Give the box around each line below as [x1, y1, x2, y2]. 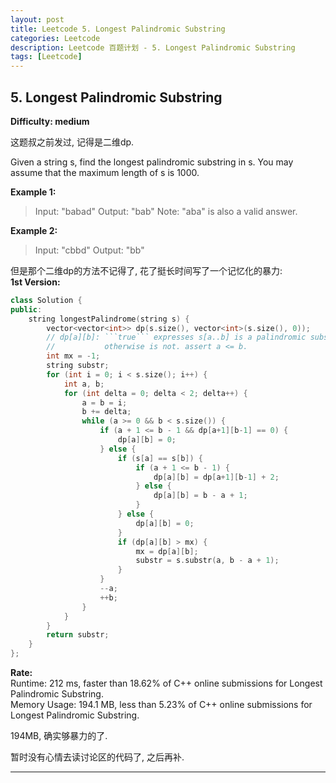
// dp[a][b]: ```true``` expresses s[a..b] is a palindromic [46, 332, 307, 343]
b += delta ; [81, 407, 132, 417]
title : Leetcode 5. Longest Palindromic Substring [10, 24, 226, 34]
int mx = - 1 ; [46, 351, 101, 361]
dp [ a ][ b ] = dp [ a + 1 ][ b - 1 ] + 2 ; [153, 472, 280, 482]
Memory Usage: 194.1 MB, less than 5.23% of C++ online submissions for [10, 699, 313, 711]
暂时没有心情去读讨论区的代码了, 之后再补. [10, 751, 185, 763]
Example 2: [10, 224, 58, 236]
